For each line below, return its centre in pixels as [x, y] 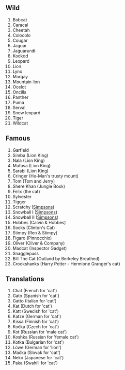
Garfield [21, 150]
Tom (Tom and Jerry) [34, 181]
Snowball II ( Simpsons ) [35, 217]
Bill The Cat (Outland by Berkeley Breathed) [56, 258]
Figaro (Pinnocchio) [32, 238]
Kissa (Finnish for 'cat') [36, 322]
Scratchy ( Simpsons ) [33, 207]
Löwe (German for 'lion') [37, 348]
